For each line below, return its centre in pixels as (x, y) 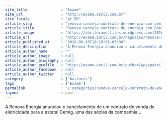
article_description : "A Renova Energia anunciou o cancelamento (81, 47)
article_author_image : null (40, 56)
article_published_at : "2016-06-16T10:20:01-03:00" (65, 42)
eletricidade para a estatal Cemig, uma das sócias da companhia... (73, 112)
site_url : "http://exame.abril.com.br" (65, 14)
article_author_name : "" (38, 51)
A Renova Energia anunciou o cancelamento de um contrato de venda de (80, 107)
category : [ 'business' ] (49, 79)
